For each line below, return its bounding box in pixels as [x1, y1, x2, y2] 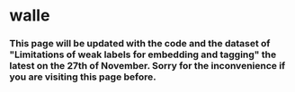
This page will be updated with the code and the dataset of [9, 38, 271, 50]
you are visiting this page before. [9, 71, 157, 83]
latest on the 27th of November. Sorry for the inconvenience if [9, 60, 286, 72]
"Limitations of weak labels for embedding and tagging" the [9, 48, 277, 61]
